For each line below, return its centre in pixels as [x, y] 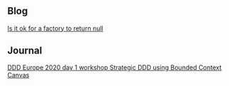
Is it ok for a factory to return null [56, 28]
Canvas [18, 75]
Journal [25, 50]
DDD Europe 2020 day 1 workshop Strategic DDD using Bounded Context [114, 68]
